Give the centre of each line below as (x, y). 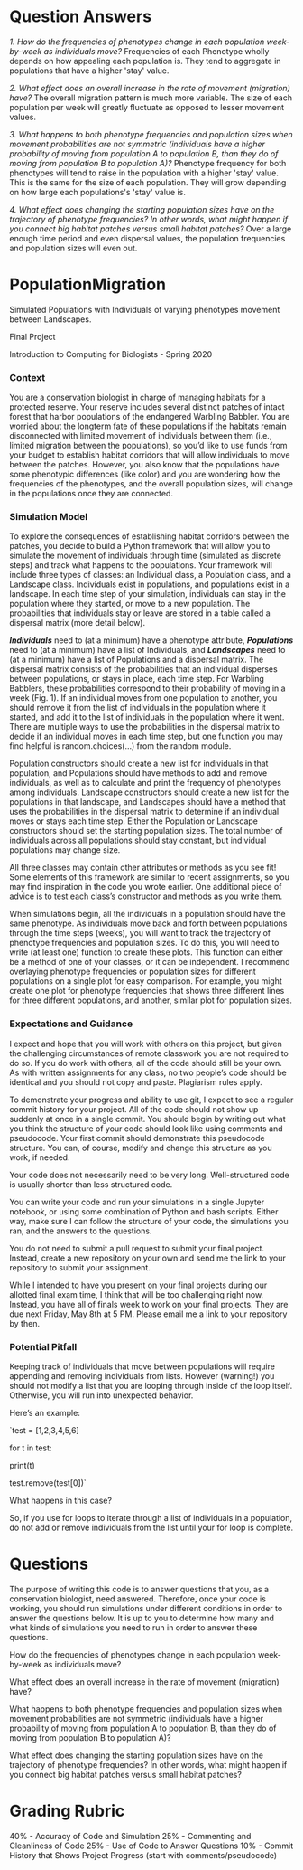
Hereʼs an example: (45, 1413)
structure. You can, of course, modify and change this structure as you (141, 1147)
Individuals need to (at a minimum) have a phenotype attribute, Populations (151, 640)
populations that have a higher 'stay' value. (89, 71)
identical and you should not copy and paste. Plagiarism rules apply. (136, 1081)
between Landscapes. (50, 319)
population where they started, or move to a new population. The (130, 604)
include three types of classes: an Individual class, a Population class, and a (150, 575)
